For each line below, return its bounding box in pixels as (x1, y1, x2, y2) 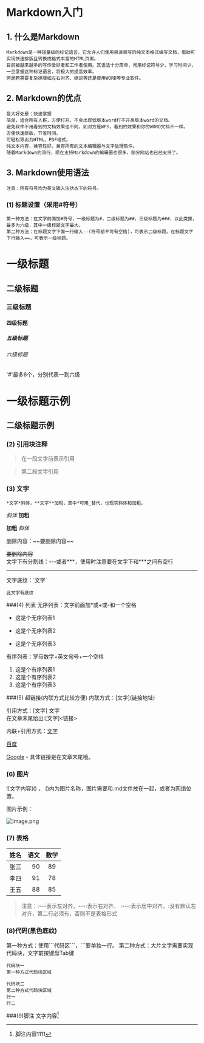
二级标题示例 (6, 420, 55, 431)
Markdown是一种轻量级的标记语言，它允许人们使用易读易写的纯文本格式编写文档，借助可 (6, 49, 195, 55)
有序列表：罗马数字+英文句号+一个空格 (6, 653, 104, 660)
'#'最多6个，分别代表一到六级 (6, 370, 80, 378)
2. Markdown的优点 (6, 93, 81, 103)
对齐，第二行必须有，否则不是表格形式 (21, 910, 117, 917)
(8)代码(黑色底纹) (6, 927, 58, 935)
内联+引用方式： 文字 (6, 727, 58, 735)
